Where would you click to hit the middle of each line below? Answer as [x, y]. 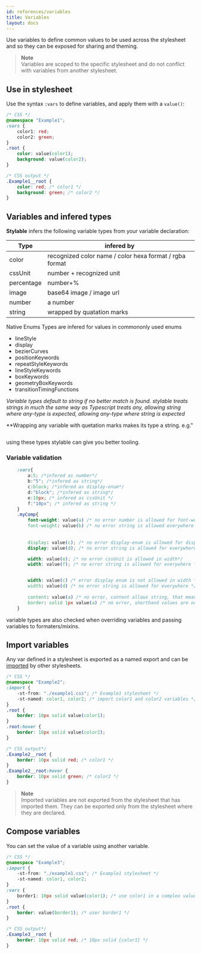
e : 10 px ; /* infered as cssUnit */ [71, 498]
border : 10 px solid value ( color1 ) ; [61, 716]
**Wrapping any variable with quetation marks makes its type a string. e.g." [100, 425]
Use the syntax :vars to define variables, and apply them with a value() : [95, 104]
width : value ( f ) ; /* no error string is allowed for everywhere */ [113, 564]
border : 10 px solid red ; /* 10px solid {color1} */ [83, 940]
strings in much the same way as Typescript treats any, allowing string [94, 407]
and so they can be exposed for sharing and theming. [72, 46]
